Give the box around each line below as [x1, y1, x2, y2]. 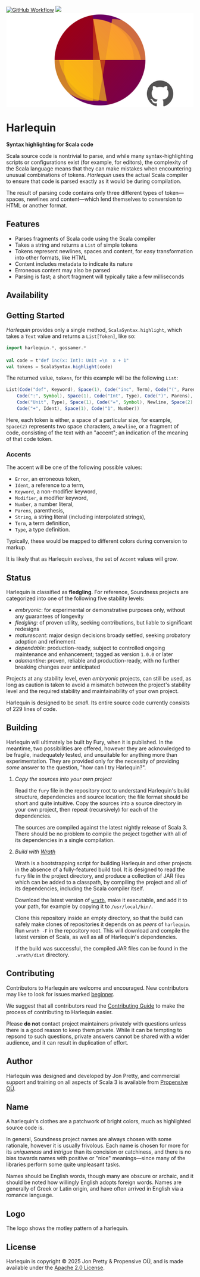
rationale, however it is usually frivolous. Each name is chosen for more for [6, 1142, 189, 1149]
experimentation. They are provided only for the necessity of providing [6, 757, 180, 765]
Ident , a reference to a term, [14, 481, 85, 489]
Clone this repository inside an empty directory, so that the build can [14, 914, 183, 921]
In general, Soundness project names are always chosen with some [6, 1136, 172, 1143]
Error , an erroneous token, [14, 476, 81, 483]
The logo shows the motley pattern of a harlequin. [6, 1225, 129, 1232]
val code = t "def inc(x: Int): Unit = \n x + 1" [6, 358, 129, 363]
